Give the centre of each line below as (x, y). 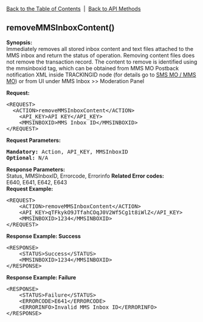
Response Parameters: (36, 169)
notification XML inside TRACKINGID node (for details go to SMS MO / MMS (101, 75)
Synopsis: (19, 42)
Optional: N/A (27, 158)
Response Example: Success (43, 236)
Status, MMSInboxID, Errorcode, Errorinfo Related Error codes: (85, 176)
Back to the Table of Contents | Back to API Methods (74, 9)
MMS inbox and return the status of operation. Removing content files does (101, 55)
